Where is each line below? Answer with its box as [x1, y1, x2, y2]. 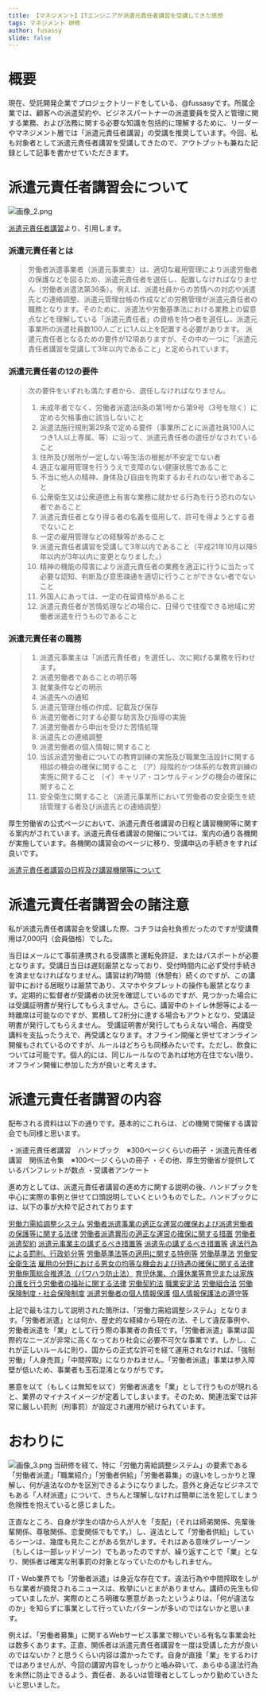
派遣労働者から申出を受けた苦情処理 [39, 723, 159, 732]
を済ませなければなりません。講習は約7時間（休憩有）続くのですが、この [8, 971, 249, 980]
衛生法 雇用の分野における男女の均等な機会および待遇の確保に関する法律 [14, 1258, 254, 1268]
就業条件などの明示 [39, 683, 103, 692]
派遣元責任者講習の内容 [8, 1091, 162, 1109]
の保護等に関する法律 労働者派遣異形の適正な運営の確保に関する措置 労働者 [8, 1229, 256, 1238]
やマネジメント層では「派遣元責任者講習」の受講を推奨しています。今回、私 [8, 128, 258, 138]
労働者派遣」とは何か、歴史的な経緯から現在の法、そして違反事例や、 [25, 1315, 254, 1324]
